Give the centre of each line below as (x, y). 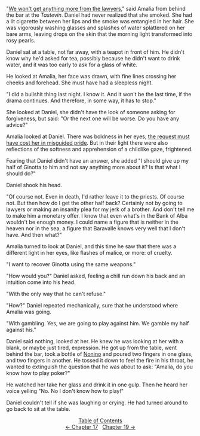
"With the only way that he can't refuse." (56, 294)
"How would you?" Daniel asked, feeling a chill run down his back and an (96, 276)
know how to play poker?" (38, 373)
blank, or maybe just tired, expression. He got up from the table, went (92, 347)
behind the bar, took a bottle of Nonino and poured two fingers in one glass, (99, 354)
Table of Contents (100, 420)
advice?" (17, 125)
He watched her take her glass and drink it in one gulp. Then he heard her (97, 385)
